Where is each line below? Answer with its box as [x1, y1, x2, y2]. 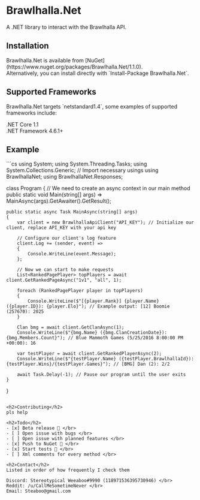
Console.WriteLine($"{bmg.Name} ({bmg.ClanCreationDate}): [17, 330, 168, 336]
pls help [6, 409, 28, 415]
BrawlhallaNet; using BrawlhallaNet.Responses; [6, 173, 123, 180]
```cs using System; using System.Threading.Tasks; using [6, 160, 147, 168]
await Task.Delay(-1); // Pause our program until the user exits [17, 372, 186, 378]
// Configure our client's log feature [17, 235, 117, 242]
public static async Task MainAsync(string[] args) [6, 209, 138, 215]
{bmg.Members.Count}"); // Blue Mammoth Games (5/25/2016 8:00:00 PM [6, 335, 184, 341]
